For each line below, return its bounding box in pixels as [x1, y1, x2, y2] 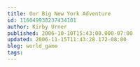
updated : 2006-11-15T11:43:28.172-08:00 [7, 36, 127, 43]
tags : [7, 50, 23, 57]
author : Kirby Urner [7, 23, 68, 30]
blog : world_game [7, 43, 58, 50]
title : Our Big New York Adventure [7, 10, 111, 17]
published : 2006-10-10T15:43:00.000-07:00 [7, 29, 133, 37]
